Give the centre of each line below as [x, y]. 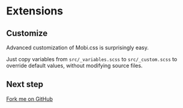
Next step [25, 84]
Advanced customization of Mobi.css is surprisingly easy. [77, 47]
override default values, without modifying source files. [74, 65]
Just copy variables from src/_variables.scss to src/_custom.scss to [92, 59]
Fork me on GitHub [29, 99]
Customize [27, 33]
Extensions [35, 11]
